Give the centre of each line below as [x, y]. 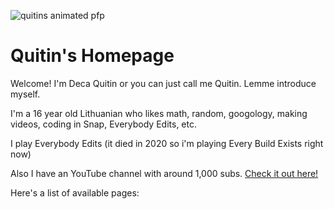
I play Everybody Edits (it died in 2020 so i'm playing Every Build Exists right [167, 143]
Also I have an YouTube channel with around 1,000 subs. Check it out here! [164, 173]
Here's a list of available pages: [75, 192]
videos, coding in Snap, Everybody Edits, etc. [103, 124]
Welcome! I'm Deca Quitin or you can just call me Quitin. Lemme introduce [163, 83]
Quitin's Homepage [92, 56]
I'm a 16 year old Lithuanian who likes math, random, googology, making [159, 113]
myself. [25, 94]
